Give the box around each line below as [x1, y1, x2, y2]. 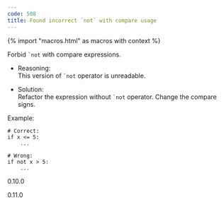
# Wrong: [7, 152, 33, 159]
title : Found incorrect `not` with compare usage [7, 17, 157, 24]
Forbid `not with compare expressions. [7, 50, 122, 59]
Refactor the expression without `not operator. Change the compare [17, 93, 218, 101]
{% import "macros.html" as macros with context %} [7, 36, 161, 45]
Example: [7, 114, 35, 122]
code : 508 [7, 10, 37, 18]
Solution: [17, 85, 44, 93]
